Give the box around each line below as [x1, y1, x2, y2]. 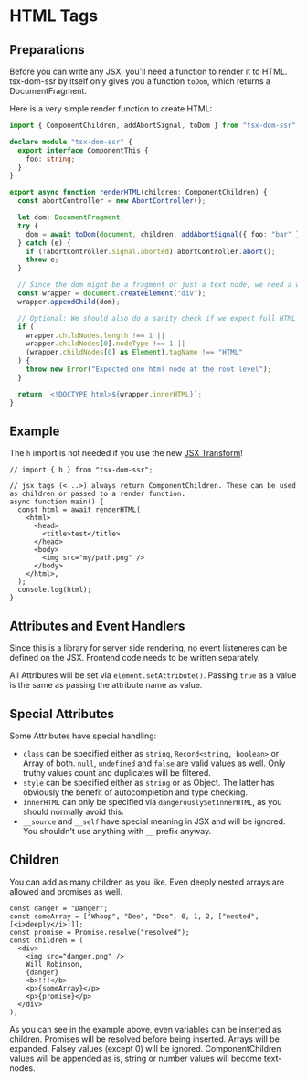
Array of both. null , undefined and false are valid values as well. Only [22, 758, 286, 768]
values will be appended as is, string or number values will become [9, 1053, 262, 1064]
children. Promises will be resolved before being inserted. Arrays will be [9, 1033, 281, 1044]
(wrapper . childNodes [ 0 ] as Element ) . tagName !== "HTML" [26, 348, 244, 357]
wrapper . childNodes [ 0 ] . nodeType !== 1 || [26, 339, 185, 348]
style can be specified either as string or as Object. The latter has [22, 777, 275, 788]
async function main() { [9, 497, 104, 507]
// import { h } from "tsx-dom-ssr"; [9, 465, 153, 475]
